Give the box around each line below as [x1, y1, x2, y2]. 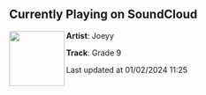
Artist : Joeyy [65, 30, 115, 40]
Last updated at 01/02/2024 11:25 [65, 64, 188, 75]
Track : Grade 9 [65, 47, 122, 58]
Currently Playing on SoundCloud [9, 7, 198, 22]
